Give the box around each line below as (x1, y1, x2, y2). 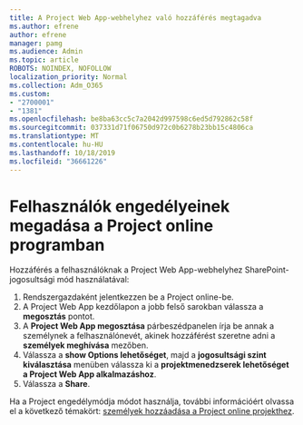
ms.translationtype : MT (9, 132, 100, 141)
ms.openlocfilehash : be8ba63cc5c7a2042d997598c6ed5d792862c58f (9, 114, 254, 124)
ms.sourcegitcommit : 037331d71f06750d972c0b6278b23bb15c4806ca (9, 124, 254, 133)
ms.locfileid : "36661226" (9, 156, 107, 166)
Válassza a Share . (22, 379, 91, 390)
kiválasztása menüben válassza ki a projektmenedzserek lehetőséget (22, 360, 289, 371)
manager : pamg (9, 38, 64, 48)
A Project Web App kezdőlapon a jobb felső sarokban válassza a (22, 301, 264, 312)
